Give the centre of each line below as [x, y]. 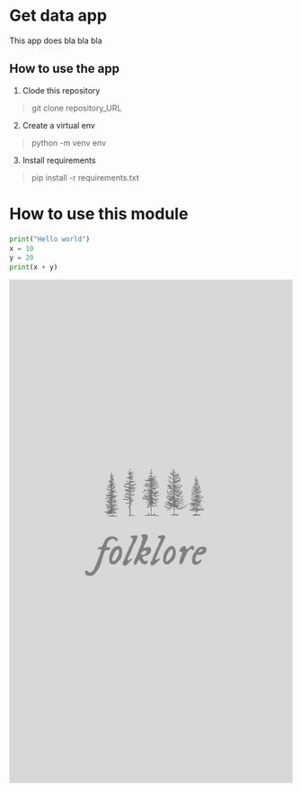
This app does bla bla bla [56, 40]
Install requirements [59, 160]
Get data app [58, 16]
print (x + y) [34, 267]
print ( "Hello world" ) [50, 239]
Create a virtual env [59, 125]
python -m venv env [68, 142]
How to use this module [99, 214]
